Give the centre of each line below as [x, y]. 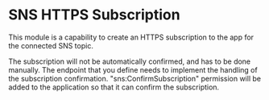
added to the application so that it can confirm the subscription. [114, 87]
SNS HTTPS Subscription [94, 15]
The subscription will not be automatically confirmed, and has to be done [130, 61]
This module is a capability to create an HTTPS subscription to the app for [131, 37]
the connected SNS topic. [51, 45]
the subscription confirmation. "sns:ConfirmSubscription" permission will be [135, 78]
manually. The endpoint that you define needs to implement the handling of [133, 69]
